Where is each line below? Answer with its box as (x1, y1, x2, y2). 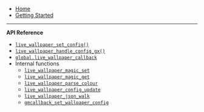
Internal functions (15, 60, 59, 67)
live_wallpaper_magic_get (24, 74, 90, 80)
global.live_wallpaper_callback (15, 54, 97, 61)
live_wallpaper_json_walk (24, 93, 90, 99)
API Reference (6, 29, 44, 36)
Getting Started (15, 12, 53, 19)
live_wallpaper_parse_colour (24, 81, 98, 87)
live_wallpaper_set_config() (15, 42, 89, 48)
